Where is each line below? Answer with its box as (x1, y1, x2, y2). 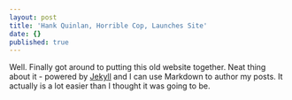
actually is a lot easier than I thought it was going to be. (9, 81, 211, 91)
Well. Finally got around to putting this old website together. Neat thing (9, 62, 266, 73)
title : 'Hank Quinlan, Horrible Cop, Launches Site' (9, 21, 208, 30)
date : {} (9, 29, 42, 38)
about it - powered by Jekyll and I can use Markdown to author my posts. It (9, 72, 283, 82)
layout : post (9, 12, 58, 22)
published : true (9, 37, 69, 47)
